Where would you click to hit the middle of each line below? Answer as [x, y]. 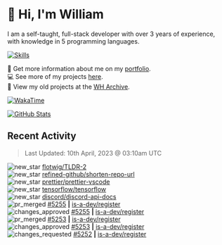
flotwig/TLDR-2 [64, 167]
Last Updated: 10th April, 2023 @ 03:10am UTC [93, 153]
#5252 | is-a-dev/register [110, 234]
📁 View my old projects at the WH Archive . [68, 87]
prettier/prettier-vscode [76, 182]
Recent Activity [42, 136]
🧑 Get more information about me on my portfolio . [79, 68]
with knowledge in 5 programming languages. [73, 41]
